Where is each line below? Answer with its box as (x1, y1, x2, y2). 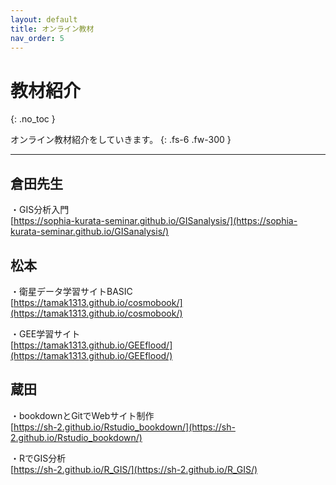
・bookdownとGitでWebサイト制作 (10, 409, 155, 421)
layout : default (10, 14, 78, 25)
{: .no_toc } (10, 113, 56, 125)
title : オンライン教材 (10, 24, 95, 34)
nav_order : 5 (10, 33, 65, 43)
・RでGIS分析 (10, 452, 67, 464)
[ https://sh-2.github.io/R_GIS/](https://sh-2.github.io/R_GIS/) (10, 463, 258, 475)
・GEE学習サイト (10, 327, 81, 340)
